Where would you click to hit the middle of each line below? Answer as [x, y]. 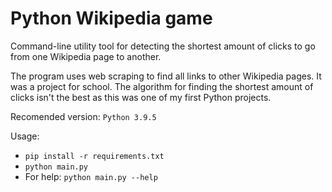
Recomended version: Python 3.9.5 [83, 116]
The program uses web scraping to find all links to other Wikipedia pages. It [166, 76]
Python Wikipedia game [111, 18]
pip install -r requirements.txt [94, 156]
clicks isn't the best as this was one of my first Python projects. [141, 97]
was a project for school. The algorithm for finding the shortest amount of [162, 86]
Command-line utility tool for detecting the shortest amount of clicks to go [163, 46]
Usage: [25, 136]
